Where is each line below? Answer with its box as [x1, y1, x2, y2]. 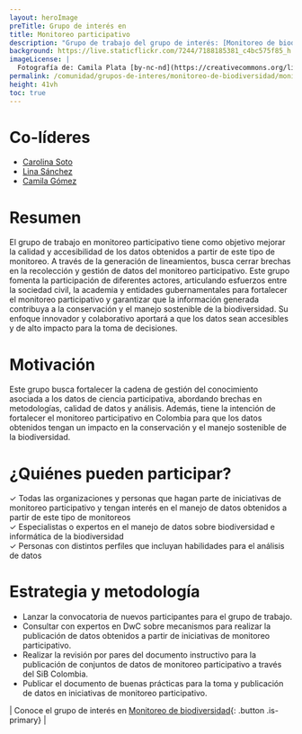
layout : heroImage [9, 13, 78, 22]
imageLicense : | [9, 55, 70, 64]
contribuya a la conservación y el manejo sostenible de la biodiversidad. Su [9, 304, 289, 314]
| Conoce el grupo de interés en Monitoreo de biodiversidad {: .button [9, 705, 265, 716]
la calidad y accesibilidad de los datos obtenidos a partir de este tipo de [9, 246, 276, 257]
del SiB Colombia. [22, 668, 88, 679]
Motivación [9, 354, 96, 375]
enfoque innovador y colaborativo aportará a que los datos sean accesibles [9, 314, 289, 324]
